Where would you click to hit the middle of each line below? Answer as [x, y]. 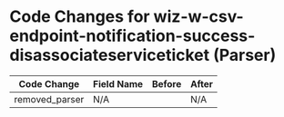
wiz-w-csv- [198, 17]
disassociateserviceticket [110, 55]
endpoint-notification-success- [132, 36]
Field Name [118, 83]
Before [167, 83]
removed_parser [49, 99]
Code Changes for [80, 17]
